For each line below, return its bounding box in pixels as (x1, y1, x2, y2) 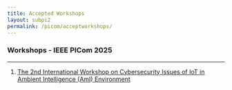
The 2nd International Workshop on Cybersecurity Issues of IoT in (17, 67, 205, 76)
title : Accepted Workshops (7, 10, 85, 17)
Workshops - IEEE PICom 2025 (7, 45, 113, 55)
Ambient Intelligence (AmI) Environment (17, 75, 131, 83)
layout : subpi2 (7, 16, 51, 23)
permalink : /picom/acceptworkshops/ (7, 23, 113, 30)
